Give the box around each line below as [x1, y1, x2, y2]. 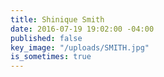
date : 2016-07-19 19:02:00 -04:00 [10, 24, 155, 34]
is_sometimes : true [10, 52, 92, 62]
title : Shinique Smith [10, 14, 105, 25]
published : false [10, 33, 83, 43]
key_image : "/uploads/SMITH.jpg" [10, 42, 150, 53]
